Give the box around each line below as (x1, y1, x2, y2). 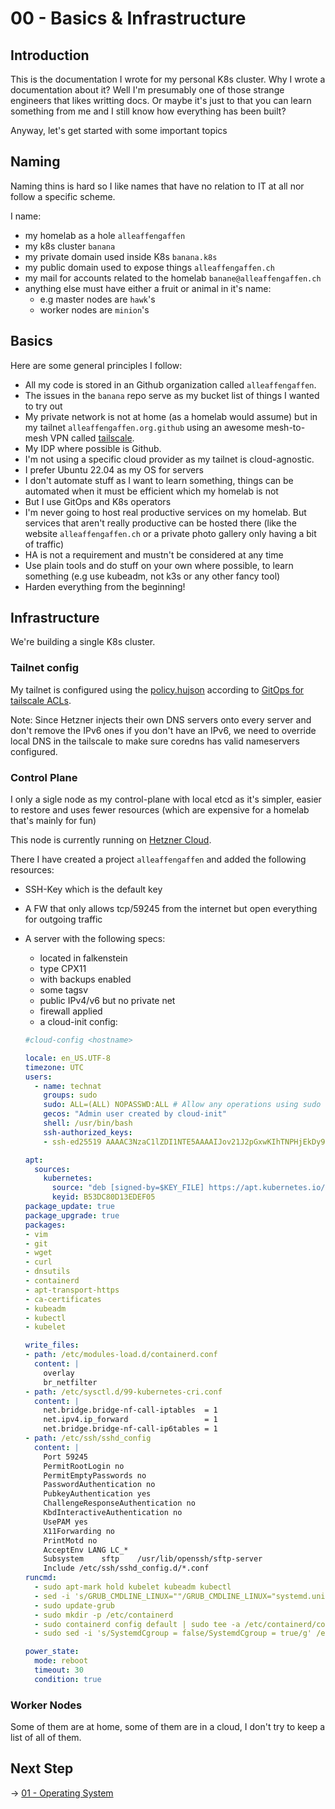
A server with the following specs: (24, 933, 166, 945)
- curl (24, 1257, 53, 1267)
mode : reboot (34, 1656, 89, 1666)
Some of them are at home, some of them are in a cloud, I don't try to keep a (10, 1721, 326, 1733)
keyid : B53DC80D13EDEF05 (51, 1192, 156, 1202)
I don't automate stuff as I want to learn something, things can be (24, 474, 294, 486)
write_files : (24, 1340, 80, 1351)
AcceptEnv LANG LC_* (43, 1545, 129, 1555)
